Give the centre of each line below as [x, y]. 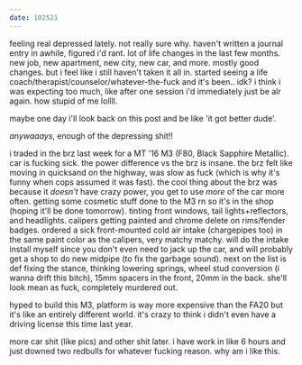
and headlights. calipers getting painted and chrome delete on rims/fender [147, 220]
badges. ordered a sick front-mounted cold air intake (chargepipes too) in [146, 230]
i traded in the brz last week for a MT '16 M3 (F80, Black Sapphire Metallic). [149, 153]
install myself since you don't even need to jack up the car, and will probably [151, 249]
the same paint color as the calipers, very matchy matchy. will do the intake [149, 239]
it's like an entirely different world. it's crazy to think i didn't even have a [143, 314]
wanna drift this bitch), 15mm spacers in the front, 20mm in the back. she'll [148, 278]
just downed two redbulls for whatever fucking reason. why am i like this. [145, 351]
